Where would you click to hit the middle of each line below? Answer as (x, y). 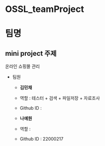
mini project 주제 (31, 53)
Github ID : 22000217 (42, 139)
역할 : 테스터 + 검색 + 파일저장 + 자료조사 (60, 98)
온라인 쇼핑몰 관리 (22, 66)
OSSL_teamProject (45, 9)
